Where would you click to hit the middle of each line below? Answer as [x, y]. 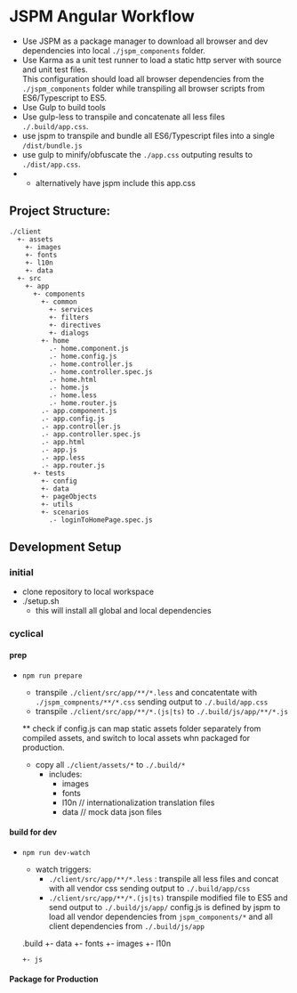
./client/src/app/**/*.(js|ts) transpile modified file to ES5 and [168, 898]
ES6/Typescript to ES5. [64, 98]
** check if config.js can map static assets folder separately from [141, 728]
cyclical [27, 634]
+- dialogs [69, 333]
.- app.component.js [79, 411]
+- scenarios [65, 512]
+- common [59, 301]
